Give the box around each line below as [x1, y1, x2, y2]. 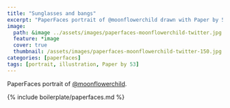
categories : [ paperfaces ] [7, 55, 81, 62]
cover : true [13, 42, 48, 49]
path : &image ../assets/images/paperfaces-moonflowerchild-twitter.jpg [13, 29, 222, 36]
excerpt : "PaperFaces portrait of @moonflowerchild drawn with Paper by [7, 16, 219, 23]
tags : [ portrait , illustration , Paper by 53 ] [7, 61, 139, 68]
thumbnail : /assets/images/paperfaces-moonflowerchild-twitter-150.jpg [13, 49, 222, 55]
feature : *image [13, 36, 60, 42]
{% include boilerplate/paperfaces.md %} [7, 93, 125, 101]
